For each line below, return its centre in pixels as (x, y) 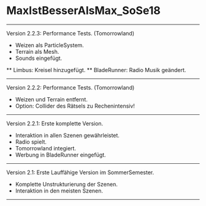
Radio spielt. (31, 142)
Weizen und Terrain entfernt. (51, 99)
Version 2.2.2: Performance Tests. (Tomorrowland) (71, 87)
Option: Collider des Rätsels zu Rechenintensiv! (75, 106)
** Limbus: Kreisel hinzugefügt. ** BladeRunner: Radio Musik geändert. (96, 70)
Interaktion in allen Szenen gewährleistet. (67, 135)
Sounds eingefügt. (39, 58)
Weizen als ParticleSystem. (49, 45)
